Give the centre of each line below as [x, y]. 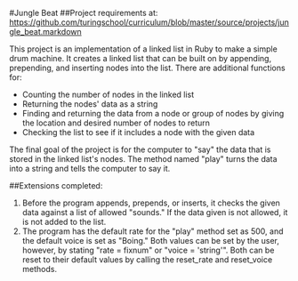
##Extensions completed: [56, 185]
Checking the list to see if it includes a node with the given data [138, 132]
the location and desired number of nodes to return [116, 123]
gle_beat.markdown [45, 32]
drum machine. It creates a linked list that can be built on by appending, [141, 58]
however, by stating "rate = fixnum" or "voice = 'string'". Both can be [148, 250]
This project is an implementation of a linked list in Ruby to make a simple [143, 49]
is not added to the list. [64, 222]
